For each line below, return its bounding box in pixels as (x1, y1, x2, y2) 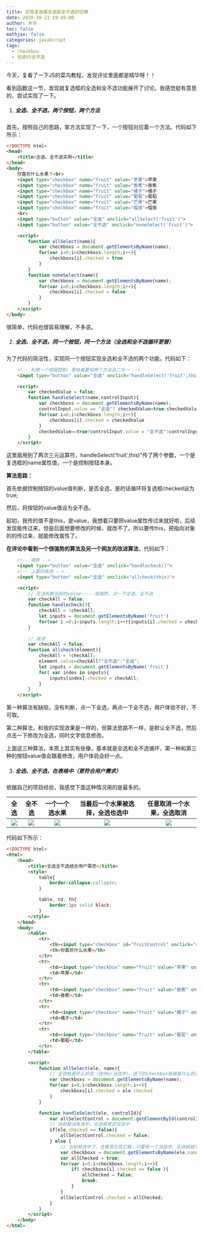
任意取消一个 (147, 799, 184, 808)
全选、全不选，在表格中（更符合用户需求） (14, 767, 121, 775)
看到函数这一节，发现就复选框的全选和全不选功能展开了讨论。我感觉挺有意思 (6, 84, 197, 92)
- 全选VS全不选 (11, 54, 45, 60)
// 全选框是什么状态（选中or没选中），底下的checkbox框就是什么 (49, 1071, 191, 1077)
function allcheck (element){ (28, 647, 101, 653)
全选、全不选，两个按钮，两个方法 (14, 107, 100, 114)
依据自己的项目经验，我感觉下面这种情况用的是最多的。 (6, 784, 144, 791)
